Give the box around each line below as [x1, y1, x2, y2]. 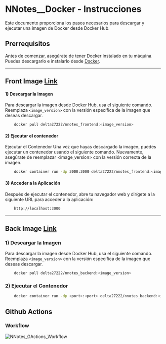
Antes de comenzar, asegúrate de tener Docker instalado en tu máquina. [5, 53, 153, 59]
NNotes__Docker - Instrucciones [5, 3, 142, 15]
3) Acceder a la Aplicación [5, 180, 61, 186]
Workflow [5, 322, 30, 329]
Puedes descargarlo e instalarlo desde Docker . [5, 58, 100, 64]
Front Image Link [5, 77, 58, 85]
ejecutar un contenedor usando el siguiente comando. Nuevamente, [5, 149, 144, 155]
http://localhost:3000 [14, 206, 61, 211]
